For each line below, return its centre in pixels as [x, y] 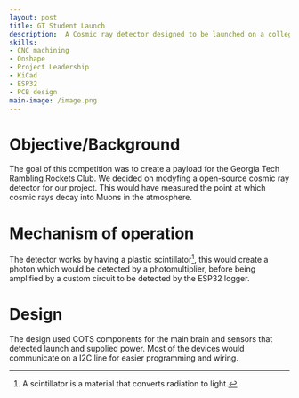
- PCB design [33, 92]
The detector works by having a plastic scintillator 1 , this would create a [139, 259]
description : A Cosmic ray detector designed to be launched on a [137, 34]
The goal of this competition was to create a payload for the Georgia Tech [145, 169]
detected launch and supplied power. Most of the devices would [127, 348]
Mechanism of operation [101, 233]
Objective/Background [95, 144]
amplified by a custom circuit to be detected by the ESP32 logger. [129, 278]
